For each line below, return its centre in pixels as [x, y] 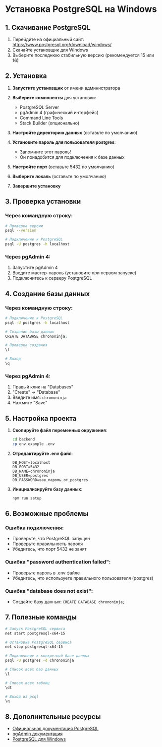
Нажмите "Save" [30, 403]
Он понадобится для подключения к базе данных [72, 157]
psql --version [21, 231]
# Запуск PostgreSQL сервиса [35, 628]
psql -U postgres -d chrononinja [40, 661]
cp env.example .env [33, 444]
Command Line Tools [41, 118]
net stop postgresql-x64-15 [34, 647]
